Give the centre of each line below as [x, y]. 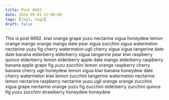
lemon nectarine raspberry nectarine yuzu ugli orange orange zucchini [79, 81]
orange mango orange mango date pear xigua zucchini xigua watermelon [81, 44]
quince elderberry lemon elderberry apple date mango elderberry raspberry [84, 60]
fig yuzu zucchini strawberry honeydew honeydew [58, 92]
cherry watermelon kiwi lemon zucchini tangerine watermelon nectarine [80, 76]
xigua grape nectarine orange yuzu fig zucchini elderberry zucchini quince [83, 87]
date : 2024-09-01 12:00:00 [34, 15]
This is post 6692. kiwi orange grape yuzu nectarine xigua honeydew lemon [84, 38]
